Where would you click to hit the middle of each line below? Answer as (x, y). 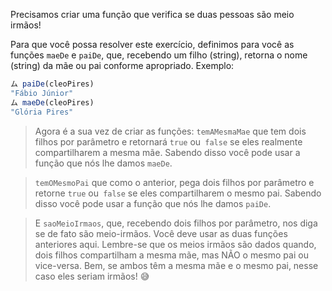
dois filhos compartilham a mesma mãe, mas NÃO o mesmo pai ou (171, 255)
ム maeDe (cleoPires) (52, 102)
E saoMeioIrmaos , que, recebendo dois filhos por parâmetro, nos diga (176, 223)
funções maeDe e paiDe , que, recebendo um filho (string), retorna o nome (159, 55)
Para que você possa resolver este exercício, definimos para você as (152, 44)
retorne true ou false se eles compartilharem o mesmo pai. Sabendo (178, 193)
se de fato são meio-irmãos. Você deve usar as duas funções (161, 233)
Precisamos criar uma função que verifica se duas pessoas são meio (152, 14)
